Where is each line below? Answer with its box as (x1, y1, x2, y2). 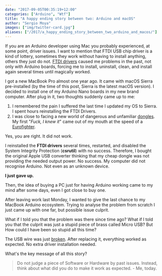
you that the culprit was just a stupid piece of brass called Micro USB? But (5, 222, 153, 227)
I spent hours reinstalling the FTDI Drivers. (12, 108, 97, 114)
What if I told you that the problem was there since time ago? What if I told (5, 217, 153, 222)
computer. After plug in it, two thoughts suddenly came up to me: (5, 94, 135, 100)
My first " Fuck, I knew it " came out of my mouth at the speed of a (12, 119, 143, 124)
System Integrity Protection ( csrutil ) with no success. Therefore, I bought (5, 148, 152, 154)
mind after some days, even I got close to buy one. (5, 188, 107, 193)
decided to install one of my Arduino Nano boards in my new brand (5, 88, 139, 94)
